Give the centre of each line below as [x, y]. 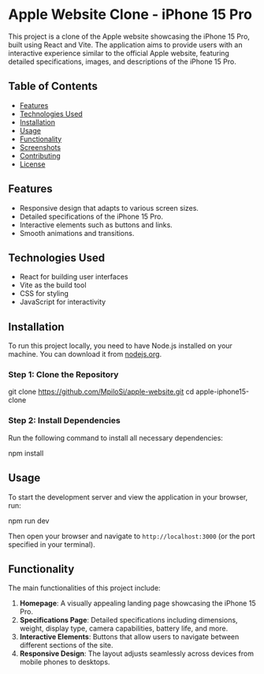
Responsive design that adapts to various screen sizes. [109, 208]
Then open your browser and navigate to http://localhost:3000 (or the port [132, 536]
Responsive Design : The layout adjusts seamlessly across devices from [137, 653]
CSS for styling [44, 294]
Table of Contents [53, 86]
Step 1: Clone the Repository [63, 375]
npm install [26, 453]
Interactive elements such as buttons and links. [96, 225]
